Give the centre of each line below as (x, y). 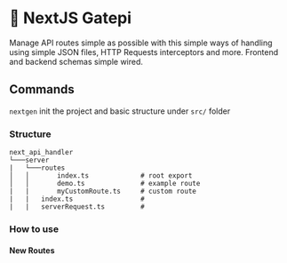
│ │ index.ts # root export (101, 176)
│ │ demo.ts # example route (105, 184)
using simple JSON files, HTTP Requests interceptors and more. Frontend (144, 52)
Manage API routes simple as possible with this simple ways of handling (141, 43)
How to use (34, 228)
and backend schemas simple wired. (76, 61)
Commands (42, 89)
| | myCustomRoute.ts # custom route (103, 191)
